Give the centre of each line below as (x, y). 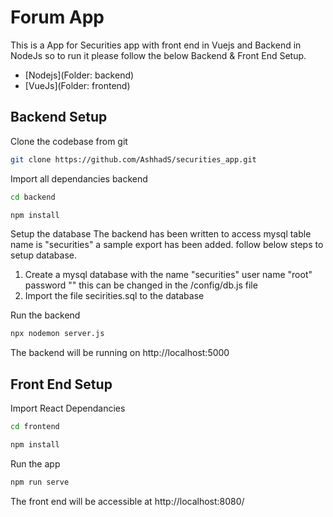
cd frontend (35, 427)
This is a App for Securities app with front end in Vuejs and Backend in (156, 45)
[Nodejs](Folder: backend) (79, 75)
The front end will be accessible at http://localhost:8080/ (127, 501)
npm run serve (40, 482)
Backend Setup (59, 117)
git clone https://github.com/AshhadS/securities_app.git (133, 159)
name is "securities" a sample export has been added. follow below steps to (167, 245)
